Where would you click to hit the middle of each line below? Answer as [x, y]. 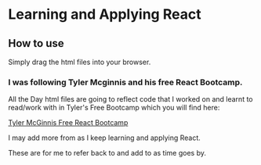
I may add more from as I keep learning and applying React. [105, 138]
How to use [36, 43]
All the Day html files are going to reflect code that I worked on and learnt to [130, 99]
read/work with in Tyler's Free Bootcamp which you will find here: [114, 108]
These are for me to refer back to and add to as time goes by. [107, 153]
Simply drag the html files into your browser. [80, 62]
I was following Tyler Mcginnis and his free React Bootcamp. [125, 82]
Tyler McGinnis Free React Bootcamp [68, 123]
